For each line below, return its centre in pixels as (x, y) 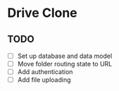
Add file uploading (44, 80)
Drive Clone (42, 13)
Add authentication (45, 72)
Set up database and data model (65, 56)
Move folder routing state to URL (65, 64)
